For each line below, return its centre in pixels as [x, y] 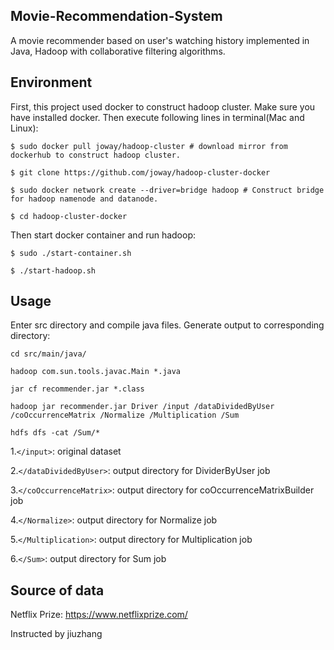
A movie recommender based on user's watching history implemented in [160, 40]
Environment [51, 82]
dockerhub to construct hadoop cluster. [96, 155]
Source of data [57, 590]
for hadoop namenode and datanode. [84, 199]
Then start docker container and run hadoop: [103, 235]
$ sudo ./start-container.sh [71, 253]
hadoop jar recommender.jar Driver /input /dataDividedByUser [142, 407]
